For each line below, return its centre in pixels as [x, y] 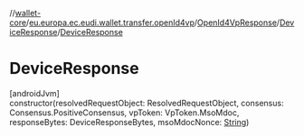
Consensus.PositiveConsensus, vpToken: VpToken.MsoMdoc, [124, 113]
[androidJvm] [35, 93]
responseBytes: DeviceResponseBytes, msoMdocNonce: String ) [129, 122]
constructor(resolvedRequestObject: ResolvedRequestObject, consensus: [147, 103]
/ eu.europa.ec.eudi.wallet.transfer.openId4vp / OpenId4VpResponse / [153, 23]
